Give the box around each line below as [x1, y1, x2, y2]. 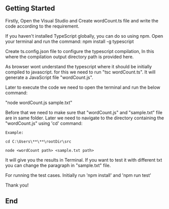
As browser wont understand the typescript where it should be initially [5, 63, 152, 69]
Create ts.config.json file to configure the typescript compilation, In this [5, 48, 154, 54]
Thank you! [5, 182, 29, 188]
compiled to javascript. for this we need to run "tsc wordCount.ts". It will [5, 69, 156, 75]
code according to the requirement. [5, 23, 80, 29]
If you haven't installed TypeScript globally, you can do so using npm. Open [5, 33, 163, 39]
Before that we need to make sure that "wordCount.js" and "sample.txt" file [5, 109, 162, 115]
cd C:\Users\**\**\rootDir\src [5, 139, 72, 144]
